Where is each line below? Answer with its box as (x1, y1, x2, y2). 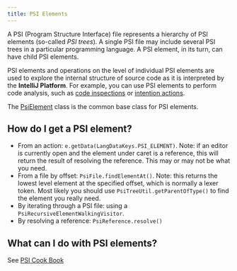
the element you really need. (17, 194, 101, 202)
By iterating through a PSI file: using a (17, 202, 128, 210)
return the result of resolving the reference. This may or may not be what (17, 156, 231, 165)
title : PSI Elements (7, 10, 69, 18)
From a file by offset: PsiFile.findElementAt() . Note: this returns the (17, 171, 218, 180)
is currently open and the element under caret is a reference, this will (17, 149, 219, 158)
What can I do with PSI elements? (7, 237, 158, 249)
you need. (17, 164, 47, 173)
